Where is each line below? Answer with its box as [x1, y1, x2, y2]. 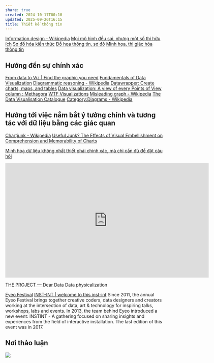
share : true [5, 7, 30, 13]
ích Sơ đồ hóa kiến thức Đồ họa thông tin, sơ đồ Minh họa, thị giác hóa [5, 41, 153, 47]
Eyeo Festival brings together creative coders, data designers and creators [5, 297, 162, 303]
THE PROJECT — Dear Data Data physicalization [5, 282, 108, 288]
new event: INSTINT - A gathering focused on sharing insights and [5, 313, 145, 319]
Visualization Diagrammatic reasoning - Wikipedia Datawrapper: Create [5, 80, 155, 86]
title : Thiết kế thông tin [5, 21, 63, 27]
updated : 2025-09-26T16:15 [5, 17, 63, 22]
